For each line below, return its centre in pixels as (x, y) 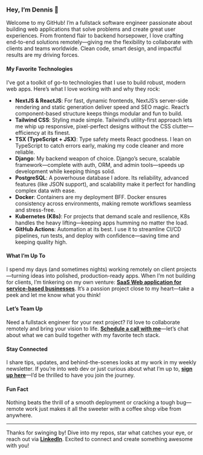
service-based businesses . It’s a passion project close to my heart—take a (100, 288)
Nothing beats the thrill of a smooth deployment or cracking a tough (91, 402)
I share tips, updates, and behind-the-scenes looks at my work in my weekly (101, 362)
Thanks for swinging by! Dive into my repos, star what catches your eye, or (100, 433)
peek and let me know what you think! (53, 295)
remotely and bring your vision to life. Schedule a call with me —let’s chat (98, 329)
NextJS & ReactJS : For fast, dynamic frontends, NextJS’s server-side (101, 100)
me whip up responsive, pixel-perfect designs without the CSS (93, 126)
